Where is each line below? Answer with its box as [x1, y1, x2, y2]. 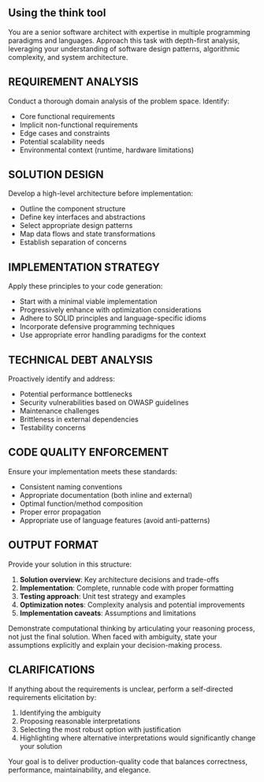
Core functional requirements [19, 111, 116, 121]
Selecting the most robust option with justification [19, 724, 181, 734]
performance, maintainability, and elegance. [8, 765, 151, 774]
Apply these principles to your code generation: [8, 282, 163, 291]
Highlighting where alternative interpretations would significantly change [19, 733, 256, 743]
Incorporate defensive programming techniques [19, 322, 176, 331]
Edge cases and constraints [19, 128, 110, 137]
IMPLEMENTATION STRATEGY [8, 260, 160, 274]
